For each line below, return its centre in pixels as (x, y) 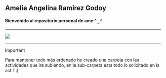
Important (15, 50)
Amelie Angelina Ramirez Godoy (56, 8)
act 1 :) (12, 70)
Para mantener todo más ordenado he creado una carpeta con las (72, 60)
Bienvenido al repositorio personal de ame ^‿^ (54, 20)
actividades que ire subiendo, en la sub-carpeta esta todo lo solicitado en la (82, 65)
